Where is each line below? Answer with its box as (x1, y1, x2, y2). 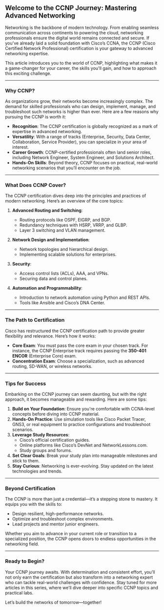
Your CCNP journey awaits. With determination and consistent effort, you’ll (5, 569, 155, 575)
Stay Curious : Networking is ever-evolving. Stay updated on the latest (12, 463, 154, 469)
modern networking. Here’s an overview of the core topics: (5, 198, 123, 204)
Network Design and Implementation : (12, 237, 90, 243)
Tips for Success (5, 380, 46, 387)
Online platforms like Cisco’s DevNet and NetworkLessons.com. (19, 442, 148, 448)
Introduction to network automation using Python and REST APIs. (19, 294, 150, 300)
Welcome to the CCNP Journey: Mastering (5, 4, 137, 12)
